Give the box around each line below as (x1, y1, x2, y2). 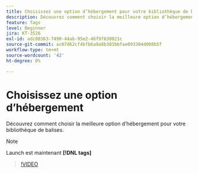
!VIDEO (20, 161, 38, 168)
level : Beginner (6, 25, 46, 31)
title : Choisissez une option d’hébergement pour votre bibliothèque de (6, 8, 189, 15)
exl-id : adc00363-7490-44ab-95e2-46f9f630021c (6, 36, 123, 42)
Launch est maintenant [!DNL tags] (6, 149, 92, 157)
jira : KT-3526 (6, 31, 41, 36)
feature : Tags (6, 19, 41, 25)
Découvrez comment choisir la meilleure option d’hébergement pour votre (6, 120, 186, 127)
